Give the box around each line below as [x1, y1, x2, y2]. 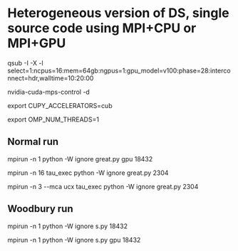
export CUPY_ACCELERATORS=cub [7, 101, 113, 110]
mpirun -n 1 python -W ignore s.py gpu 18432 [7, 235, 141, 244]
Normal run [7, 136, 59, 148]
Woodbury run [7, 203, 73, 215]
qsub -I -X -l [7, 58, 44, 67]
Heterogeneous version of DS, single [7, 5, 229, 21]
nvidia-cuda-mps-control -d [7, 87, 90, 96]
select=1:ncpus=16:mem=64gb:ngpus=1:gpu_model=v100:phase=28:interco [7, 66, 231, 75]
